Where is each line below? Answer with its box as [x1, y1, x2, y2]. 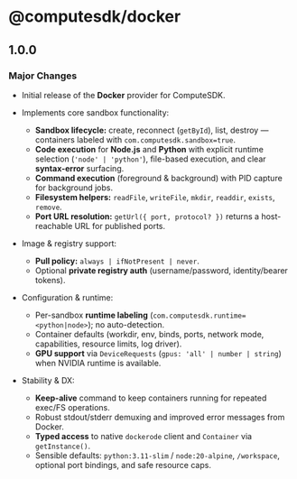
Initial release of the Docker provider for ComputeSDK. [21, 89, 226, 100]
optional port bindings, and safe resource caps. [34, 459, 211, 470]
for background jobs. [34, 182, 114, 193]
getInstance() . [34, 440, 91, 451]
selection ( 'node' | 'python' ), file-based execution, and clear [34, 153, 267, 164]
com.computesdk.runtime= [152, 311, 246, 320]
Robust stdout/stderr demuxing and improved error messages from [34, 411, 285, 422]
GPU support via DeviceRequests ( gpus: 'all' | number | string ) [34, 347, 282, 358]
